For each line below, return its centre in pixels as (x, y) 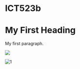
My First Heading (40, 30)
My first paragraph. (24, 44)
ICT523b (23, 8)
